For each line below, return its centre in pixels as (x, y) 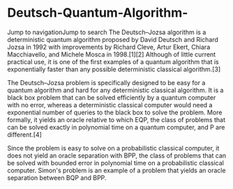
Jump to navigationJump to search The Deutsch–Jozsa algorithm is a (107, 32)
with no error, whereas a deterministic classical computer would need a (110, 105)
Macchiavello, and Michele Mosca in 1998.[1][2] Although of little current (112, 54)
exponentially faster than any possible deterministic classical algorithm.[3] (114, 69)
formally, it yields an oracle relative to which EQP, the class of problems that (116, 119)
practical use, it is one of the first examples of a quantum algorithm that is (113, 61)
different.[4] (24, 135)
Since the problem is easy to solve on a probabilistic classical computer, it (113, 148)
